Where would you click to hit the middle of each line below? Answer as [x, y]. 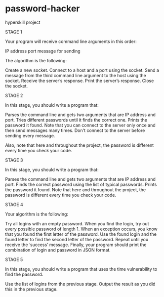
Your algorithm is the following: [37, 214]
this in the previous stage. [31, 289]
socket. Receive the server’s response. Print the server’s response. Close [80, 81]
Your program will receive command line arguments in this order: [71, 41]
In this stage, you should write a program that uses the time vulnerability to [81, 269]
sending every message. [30, 135]
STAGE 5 [14, 259]
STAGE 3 [14, 160]
